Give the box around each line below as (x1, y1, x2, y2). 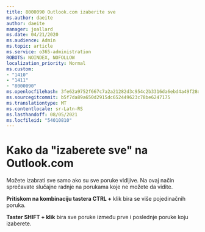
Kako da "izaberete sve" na (6, 143, 148, 157)
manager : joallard (6, 26, 53, 32)
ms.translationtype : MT (6, 100, 67, 106)
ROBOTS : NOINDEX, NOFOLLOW (6, 54, 75, 61)
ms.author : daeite (6, 15, 53, 21)
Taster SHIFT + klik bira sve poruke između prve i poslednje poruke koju (6, 214, 189, 221)
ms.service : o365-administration (6, 49, 92, 55)
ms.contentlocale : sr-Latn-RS (6, 105, 84, 112)
